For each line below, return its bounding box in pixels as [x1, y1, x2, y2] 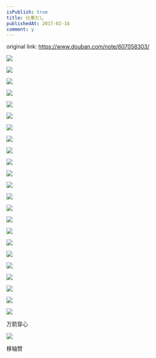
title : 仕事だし [6, 15, 44, 21]
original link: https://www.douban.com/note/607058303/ [6, 43, 150, 50]
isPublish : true [6, 9, 48, 15]
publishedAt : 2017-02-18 [6, 20, 70, 26]
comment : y [6, 26, 34, 33]
